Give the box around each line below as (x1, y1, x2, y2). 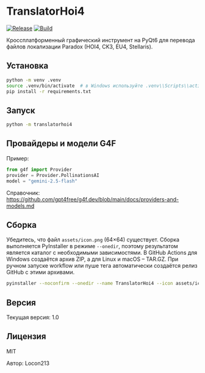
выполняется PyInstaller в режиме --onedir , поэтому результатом (6, 243, 178, 250)
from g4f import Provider (6, 167, 72, 173)
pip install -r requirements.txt (6, 88, 92, 94)
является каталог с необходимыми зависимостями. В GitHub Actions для (6, 249, 198, 257)
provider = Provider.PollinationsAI (6, 172, 99, 178)
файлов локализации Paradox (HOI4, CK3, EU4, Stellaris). (6, 43, 153, 50)
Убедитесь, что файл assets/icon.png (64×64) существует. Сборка (6, 236, 180, 243)
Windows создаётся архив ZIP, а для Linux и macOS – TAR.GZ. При (6, 255, 179, 263)
